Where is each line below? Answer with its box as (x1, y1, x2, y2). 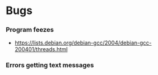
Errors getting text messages (6, 61, 94, 70)
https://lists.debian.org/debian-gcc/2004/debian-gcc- (14, 39, 152, 46)
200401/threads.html (14, 46, 68, 53)
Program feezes (6, 26, 55, 34)
